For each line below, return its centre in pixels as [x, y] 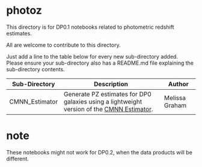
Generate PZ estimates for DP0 [107, 94]
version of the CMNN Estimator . [108, 109]
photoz [24, 10]
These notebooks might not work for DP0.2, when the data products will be [99, 152]
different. [17, 159]
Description [111, 84]
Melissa [175, 98]
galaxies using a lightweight [103, 101]
